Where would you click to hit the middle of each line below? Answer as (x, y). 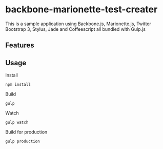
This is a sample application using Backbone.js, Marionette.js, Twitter (78, 24)
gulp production (23, 142)
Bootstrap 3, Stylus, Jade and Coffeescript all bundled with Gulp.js (76, 29)
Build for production (26, 132)
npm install (18, 85)
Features (20, 45)
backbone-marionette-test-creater (81, 10)
